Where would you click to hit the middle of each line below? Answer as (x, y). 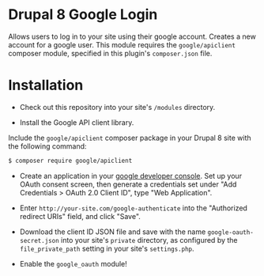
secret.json (39, 240)
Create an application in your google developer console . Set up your (131, 176)
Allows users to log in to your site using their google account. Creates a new (132, 36)
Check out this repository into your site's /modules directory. (117, 107)
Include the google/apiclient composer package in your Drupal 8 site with (130, 138)
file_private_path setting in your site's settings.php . (107, 248)
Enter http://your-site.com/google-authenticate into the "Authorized (133, 208)
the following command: (47, 146)
